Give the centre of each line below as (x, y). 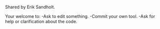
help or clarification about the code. (41, 22)
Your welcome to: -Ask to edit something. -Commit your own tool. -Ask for (80, 16)
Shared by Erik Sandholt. (30, 7)
